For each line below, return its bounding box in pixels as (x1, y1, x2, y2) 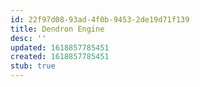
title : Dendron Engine (10, 24, 105, 34)
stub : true (10, 61, 56, 71)
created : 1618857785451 (10, 52, 110, 62)
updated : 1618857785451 (10, 42, 110, 53)
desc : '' (10, 33, 47, 43)
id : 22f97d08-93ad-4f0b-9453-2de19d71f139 (10, 14, 190, 25)
